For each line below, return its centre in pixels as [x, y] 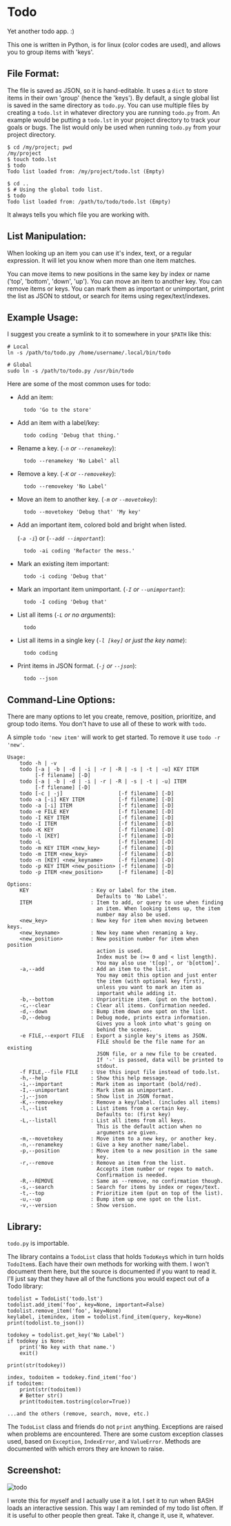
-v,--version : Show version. [78, 1206]
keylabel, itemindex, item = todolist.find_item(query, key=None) [104, 1317]
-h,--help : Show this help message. [94, 1078]
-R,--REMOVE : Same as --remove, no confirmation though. [122, 1181]
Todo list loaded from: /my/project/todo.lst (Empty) [86, 171]
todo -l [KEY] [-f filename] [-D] [97, 836]
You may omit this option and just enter [157, 975]
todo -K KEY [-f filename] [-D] [97, 830]
